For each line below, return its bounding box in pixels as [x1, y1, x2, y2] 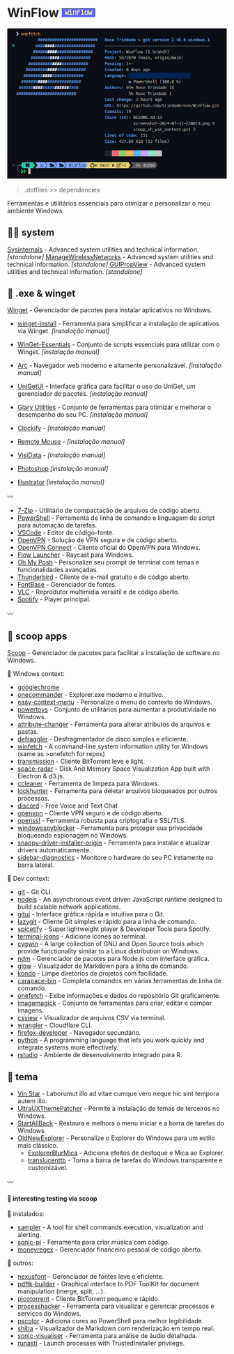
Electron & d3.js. [17, 772, 65, 780]
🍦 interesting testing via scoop [7, 1194, 97, 1203]
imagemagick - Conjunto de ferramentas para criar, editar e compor [17, 999, 212, 1008]
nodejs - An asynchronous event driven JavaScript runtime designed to [17, 895, 223, 904]
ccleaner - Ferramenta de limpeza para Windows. [17, 779, 160, 788]
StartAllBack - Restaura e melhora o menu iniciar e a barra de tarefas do [17, 1119, 224, 1128]
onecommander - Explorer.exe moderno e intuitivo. [17, 691, 164, 699]
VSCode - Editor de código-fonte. [17, 528, 115, 537]
